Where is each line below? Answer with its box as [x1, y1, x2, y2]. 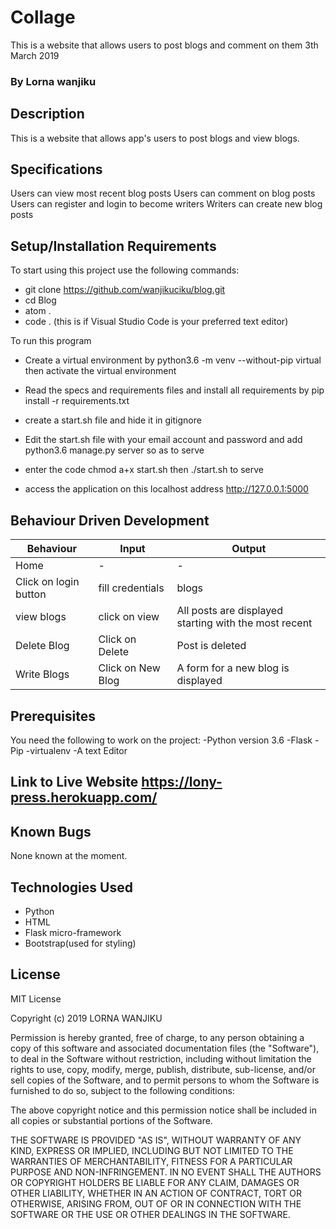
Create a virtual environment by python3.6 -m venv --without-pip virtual [24, 354, 322, 366]
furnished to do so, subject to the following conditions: [10, 1084, 235, 1096]
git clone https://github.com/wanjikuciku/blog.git [24, 284, 226, 296]
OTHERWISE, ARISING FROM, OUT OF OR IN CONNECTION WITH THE [10, 1197, 302, 1210]
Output [231, 542, 267, 556]
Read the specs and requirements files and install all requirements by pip [24, 384, 325, 396]
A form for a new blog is [176, 661, 290, 675]
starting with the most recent [176, 616, 313, 630]
